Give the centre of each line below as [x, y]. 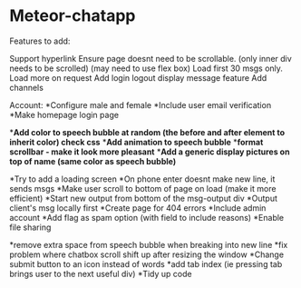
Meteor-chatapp [73, 16]
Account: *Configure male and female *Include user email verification [141, 104]
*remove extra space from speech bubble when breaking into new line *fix [149, 244]
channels [26, 87]
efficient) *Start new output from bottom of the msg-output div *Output [144, 198]
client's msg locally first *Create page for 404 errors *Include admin [138, 208]
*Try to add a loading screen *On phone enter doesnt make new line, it [142, 179]
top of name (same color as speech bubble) [93, 161]
